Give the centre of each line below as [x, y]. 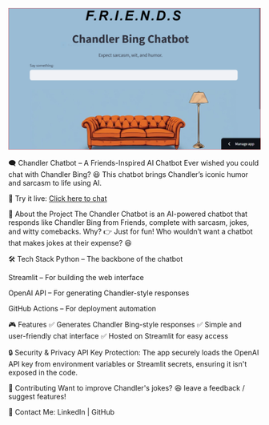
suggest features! [37, 397]
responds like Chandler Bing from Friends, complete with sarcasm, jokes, [129, 223]
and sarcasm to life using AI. [55, 183]
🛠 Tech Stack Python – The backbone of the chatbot [96, 259]
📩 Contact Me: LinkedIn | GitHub [61, 412]
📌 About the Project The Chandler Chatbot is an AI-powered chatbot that [128, 214]
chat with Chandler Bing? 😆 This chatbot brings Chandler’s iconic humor [128, 174]
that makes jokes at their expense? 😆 [70, 243]
